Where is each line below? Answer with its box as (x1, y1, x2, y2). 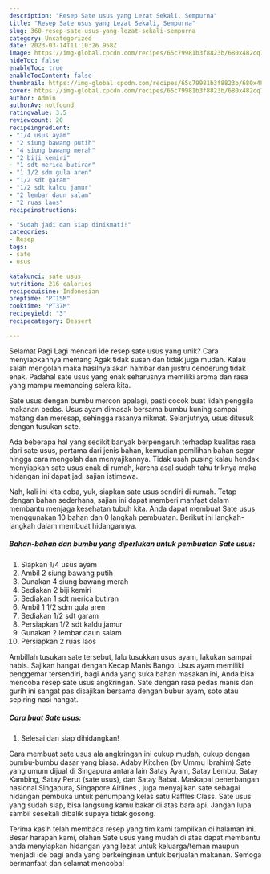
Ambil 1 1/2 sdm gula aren (20, 602, 106, 611)
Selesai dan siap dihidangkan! (20, 733, 119, 743)
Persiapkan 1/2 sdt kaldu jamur (20, 619, 123, 629)
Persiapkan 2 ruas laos (20, 636, 97, 646)
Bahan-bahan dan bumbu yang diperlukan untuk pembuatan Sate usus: (9, 539, 256, 549)
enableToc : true (9, 64, 63, 72)
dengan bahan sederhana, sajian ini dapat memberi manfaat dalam (9, 495, 229, 504)
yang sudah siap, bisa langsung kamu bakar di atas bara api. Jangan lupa (9, 800, 252, 810)
